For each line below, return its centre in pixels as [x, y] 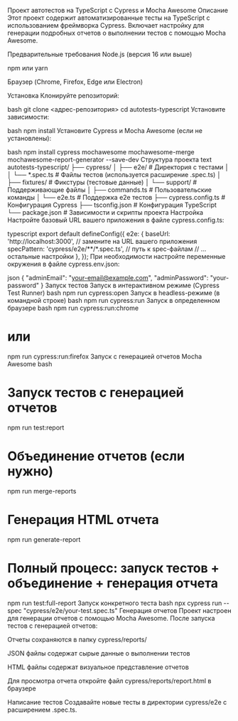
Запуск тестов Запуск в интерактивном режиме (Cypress [132, 285]
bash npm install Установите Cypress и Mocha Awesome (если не [105, 130]
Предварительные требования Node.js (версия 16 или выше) [100, 54]
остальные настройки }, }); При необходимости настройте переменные [117, 256]
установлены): [29, 138]
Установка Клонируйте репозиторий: [63, 96]
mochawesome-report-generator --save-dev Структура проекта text [109, 160]
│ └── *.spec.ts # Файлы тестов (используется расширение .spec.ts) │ [114, 175]
